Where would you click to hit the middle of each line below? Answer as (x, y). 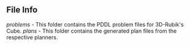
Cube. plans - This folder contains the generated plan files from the (92, 31)
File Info (22, 10)
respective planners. (32, 37)
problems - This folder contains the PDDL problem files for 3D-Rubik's (95, 24)
